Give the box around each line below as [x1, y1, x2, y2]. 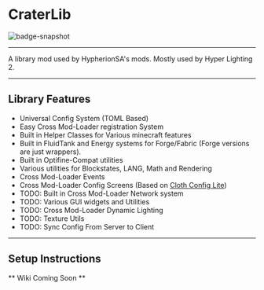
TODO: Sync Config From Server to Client [19, 222, 155, 231]
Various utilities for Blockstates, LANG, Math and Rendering [19, 163, 212, 173]
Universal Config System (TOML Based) [19, 113, 149, 123]
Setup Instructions [8, 252, 101, 266]
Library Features [8, 93, 91, 106]
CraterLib [8, 6, 71, 24]
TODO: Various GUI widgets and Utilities [19, 196, 150, 206]
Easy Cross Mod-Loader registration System [19, 122, 163, 131]
